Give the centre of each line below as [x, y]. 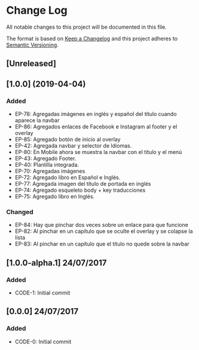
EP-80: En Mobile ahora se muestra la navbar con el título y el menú [98, 152]
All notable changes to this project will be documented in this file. [87, 27]
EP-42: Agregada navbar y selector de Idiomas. [73, 146]
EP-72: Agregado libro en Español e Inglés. [68, 177]
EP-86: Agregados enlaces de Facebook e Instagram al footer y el [96, 127]
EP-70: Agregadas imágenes [50, 171]
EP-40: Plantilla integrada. [47, 165]
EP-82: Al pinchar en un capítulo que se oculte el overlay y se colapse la [104, 231]
